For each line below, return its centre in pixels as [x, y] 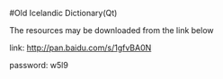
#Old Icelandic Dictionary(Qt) [63, 13]
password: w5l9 [39, 65]
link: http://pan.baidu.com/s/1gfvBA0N [80, 48]
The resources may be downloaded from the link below [111, 30]
